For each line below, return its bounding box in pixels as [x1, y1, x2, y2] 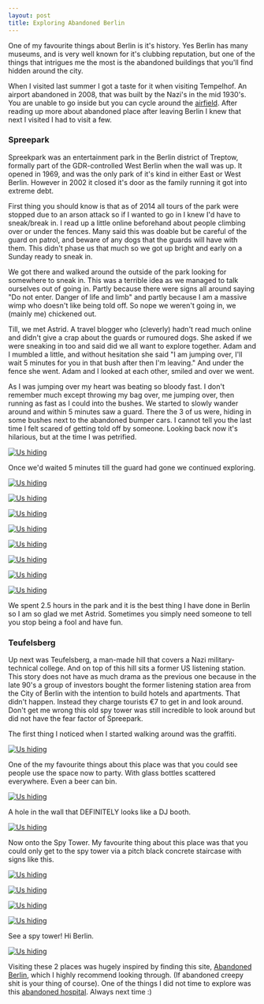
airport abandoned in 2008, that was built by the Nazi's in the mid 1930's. [8, 89, 247, 99]
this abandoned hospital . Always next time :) [8, 987, 152, 997]
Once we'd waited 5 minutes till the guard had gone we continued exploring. [8, 462, 256, 472]
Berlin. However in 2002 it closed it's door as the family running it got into [8, 177, 247, 187]
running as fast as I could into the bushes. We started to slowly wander [8, 398, 239, 408]
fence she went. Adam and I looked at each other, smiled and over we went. [8, 366, 255, 376]
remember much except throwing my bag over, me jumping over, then [8, 390, 235, 399]
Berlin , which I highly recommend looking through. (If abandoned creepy [8, 970, 244, 980]
